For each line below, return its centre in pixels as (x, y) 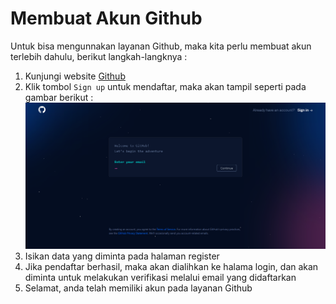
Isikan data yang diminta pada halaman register (122, 256)
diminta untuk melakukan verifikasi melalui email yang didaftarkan (160, 277)
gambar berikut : (59, 97)
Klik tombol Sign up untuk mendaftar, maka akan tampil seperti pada (165, 86)
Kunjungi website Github (75, 76)
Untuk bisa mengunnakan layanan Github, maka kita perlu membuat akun (161, 46)
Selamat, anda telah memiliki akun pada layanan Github (138, 288)
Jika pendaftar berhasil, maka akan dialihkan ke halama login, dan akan (171, 266)
